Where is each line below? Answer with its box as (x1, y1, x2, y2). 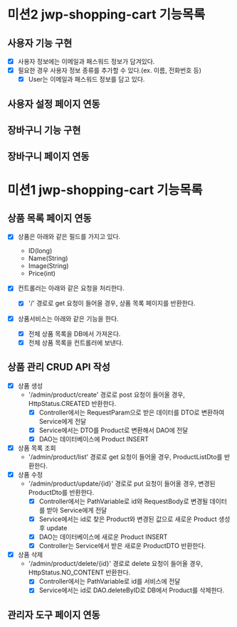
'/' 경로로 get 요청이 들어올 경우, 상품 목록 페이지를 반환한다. (28, 299, 196, 308)
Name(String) (28, 254, 68, 263)
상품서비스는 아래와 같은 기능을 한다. (17, 314, 119, 323)
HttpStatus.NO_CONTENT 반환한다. (28, 568, 131, 577)
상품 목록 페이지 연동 (7, 212, 92, 224)
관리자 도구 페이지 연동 (7, 609, 101, 621)
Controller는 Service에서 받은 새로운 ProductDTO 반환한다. (38, 542, 206, 550)
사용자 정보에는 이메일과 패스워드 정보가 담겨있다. (17, 58, 155, 65)
